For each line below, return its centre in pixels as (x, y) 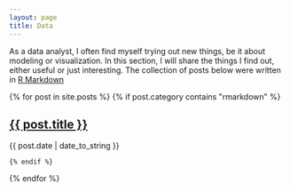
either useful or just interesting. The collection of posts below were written (145, 70)
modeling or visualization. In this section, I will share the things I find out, (142, 60)
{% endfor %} (35, 179)
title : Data (31, 26)
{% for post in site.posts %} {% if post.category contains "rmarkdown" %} (145, 96)
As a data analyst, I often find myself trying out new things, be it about (137, 51)
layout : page (33, 17)
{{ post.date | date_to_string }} (64, 146)
